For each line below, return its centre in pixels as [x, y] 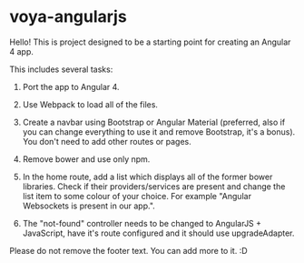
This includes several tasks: [61, 69]
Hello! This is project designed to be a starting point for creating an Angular [150, 42]
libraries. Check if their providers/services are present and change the [154, 186]
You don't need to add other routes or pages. [107, 141]
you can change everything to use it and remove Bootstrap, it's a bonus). [159, 131]
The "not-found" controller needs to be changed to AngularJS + [142, 223]
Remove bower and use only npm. [86, 159]
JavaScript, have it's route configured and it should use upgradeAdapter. [158, 233]
